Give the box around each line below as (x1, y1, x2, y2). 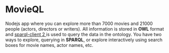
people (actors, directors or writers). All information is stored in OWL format (5, 25, 164, 32)
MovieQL (5, 4, 44, 15)
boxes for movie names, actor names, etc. (5, 42, 93, 48)
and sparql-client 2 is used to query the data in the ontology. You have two (5, 31, 162, 37)
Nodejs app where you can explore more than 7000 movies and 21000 (5, 20, 153, 26)
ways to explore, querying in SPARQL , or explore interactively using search (5, 37, 163, 43)
